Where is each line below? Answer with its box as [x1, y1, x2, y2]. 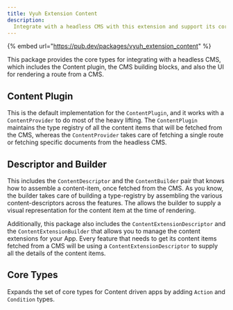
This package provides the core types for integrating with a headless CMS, [7, 55, 221, 64]
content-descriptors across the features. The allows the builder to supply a [7, 199, 221, 207]
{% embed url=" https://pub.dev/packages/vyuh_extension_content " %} [7, 42, 212, 51]
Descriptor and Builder [7, 158, 107, 170]
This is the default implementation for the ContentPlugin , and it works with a [7, 109, 224, 117]
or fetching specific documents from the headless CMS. [7, 138, 168, 146]
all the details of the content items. [7, 249, 106, 257]
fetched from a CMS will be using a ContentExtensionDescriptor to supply [7, 242, 218, 250]
